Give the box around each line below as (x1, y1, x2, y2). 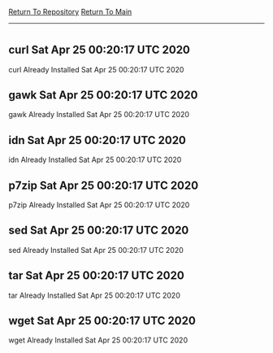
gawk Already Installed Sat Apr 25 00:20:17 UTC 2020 (8, 110, 189, 120)
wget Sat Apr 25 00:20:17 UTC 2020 (8, 314, 197, 328)
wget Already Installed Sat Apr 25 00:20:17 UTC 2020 (8, 335, 188, 345)
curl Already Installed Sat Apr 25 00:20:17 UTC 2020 (8, 64, 184, 74)
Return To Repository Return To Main (8, 7, 132, 16)
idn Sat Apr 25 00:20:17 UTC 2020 (8, 133, 187, 147)
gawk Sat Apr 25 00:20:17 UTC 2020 (8, 89, 198, 102)
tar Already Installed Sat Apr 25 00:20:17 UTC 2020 (8, 290, 180, 300)
